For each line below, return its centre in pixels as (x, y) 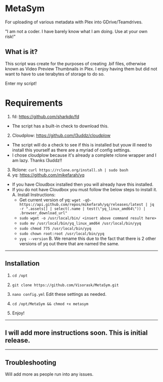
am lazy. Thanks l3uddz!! (37, 160)
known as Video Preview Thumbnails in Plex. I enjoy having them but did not (81, 69)
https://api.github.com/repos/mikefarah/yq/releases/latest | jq (87, 204)
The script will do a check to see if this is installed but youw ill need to (82, 145)
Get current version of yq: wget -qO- (55, 200)
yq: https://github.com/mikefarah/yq (48, 175)
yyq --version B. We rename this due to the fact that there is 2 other (88, 238)
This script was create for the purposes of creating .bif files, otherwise (76, 63)
